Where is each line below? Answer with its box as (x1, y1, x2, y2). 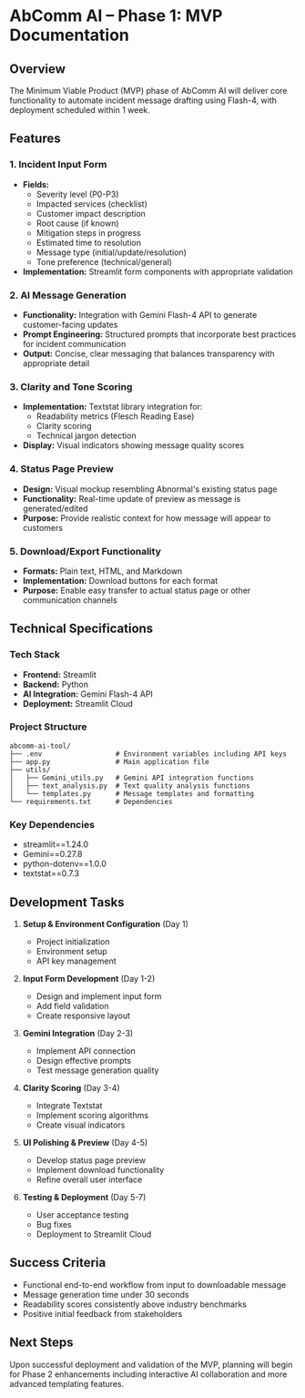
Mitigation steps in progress (36, 227, 141, 238)
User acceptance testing (36, 1209, 129, 1220)
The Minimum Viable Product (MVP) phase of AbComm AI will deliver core (9, 86, 288, 96)
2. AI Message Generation (9, 289, 127, 301)
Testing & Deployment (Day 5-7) (22, 1191, 147, 1202)
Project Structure (9, 720, 87, 733)
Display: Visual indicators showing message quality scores (22, 440, 244, 451)
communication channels (22, 594, 117, 606)
